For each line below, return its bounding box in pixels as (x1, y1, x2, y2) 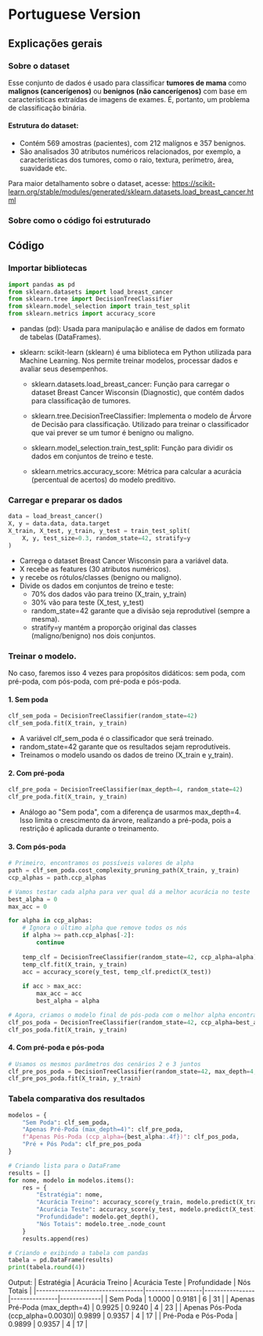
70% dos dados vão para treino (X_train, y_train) (31, 589, 187, 598)
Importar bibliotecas (8, 263, 88, 274)
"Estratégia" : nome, (36, 1191, 103, 1199)
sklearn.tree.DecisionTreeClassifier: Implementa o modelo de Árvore (31, 411, 252, 421)
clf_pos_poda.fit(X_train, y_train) (8, 1026, 128, 1034)
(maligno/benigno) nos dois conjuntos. (31, 630, 156, 641)
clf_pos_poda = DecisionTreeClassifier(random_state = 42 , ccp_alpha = (8, 1018, 236, 1026)
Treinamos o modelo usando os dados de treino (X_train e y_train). (19, 750, 233, 759)
